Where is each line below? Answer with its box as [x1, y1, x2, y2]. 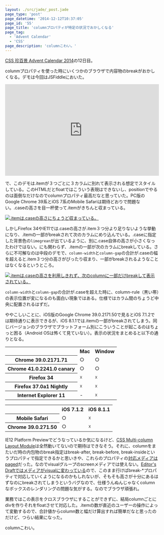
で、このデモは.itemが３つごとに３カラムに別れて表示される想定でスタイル [5, 180, 156, 186]
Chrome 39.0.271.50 [7, 424, 57, 430]
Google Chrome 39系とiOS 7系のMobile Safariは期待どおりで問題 [5, 198, 136, 204]
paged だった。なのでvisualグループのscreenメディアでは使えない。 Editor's [5, 461, 157, 467]
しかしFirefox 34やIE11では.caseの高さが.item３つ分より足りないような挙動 [5, 225, 156, 231]
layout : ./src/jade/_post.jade [5, 7, 69, 12]
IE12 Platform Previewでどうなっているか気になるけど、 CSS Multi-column [5, 437, 153, 443]
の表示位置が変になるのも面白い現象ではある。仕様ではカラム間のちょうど [5, 295, 155, 301]
